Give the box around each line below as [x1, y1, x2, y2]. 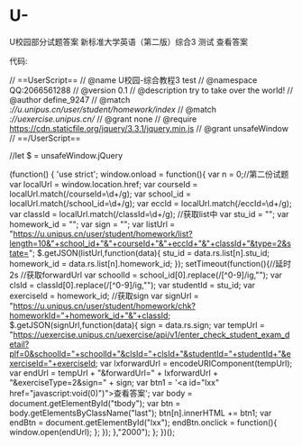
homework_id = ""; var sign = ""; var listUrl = [9, 218, 176, 230]
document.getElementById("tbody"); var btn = [9, 397, 181, 408]
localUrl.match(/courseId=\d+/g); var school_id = [9, 188, 192, 199]
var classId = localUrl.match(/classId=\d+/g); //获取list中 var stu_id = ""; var [9, 208, 289, 219]
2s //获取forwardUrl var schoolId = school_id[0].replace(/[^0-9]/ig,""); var [9, 269, 282, 280]
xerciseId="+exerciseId [9, 358, 96, 369]
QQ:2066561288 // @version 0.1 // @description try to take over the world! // [9, 85, 293, 96]
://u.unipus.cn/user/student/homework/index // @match [9, 104, 216, 114]
